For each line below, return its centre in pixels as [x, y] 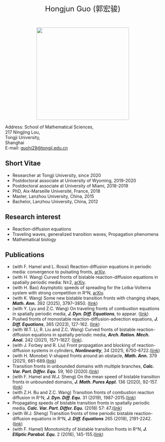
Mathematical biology [34, 239]
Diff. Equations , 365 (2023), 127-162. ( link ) [56, 324]
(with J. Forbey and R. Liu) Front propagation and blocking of [74, 345]
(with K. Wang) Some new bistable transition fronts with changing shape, [86, 298]
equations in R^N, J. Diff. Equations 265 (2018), [80, 419]
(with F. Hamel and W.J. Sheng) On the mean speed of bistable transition [86, 377]
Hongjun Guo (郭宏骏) [83, 9]
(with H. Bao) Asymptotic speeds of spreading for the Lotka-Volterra [82, 288]
